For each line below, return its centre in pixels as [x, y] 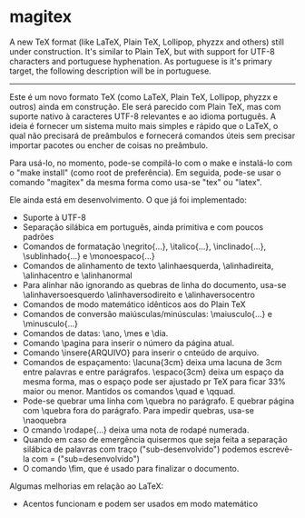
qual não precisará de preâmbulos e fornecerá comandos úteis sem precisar [152, 135]
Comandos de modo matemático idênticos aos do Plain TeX [134, 304]
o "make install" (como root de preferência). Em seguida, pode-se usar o [145, 172]
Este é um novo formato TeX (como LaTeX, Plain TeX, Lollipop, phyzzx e [144, 96]
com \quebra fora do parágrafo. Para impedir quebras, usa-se [138, 410]
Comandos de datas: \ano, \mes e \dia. [95, 333]
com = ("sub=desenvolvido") [86, 458]
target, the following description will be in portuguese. [110, 71]
